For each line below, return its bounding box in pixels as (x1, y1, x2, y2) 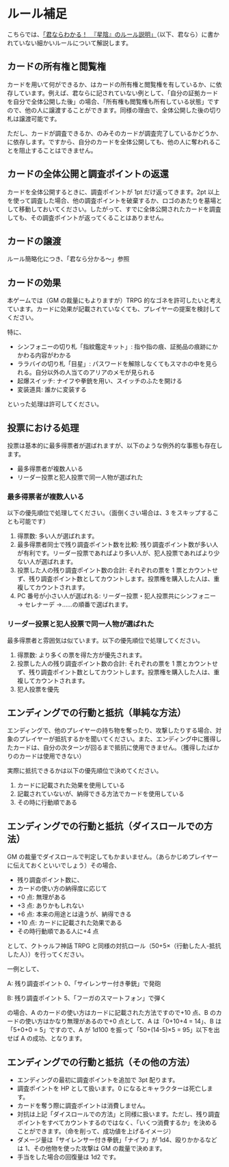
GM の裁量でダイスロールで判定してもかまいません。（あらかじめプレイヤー (7, 852, 219, 861)
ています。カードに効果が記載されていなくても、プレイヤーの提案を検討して (7, 305, 221, 313)
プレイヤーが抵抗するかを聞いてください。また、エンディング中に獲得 (18, 735, 216, 744)
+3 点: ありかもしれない (16, 902, 84, 910)
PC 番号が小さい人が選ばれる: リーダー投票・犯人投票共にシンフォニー (16, 592, 217, 600)
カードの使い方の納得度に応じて (16, 885, 107, 893)
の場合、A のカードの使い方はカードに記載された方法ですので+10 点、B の (7, 1009, 217, 1017)
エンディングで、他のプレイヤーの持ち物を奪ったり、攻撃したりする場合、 (7, 726, 216, 735)
